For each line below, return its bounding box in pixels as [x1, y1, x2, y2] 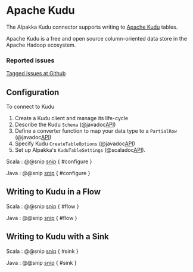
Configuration [6, 87, 60, 97]
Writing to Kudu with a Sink [6, 231, 109, 242]
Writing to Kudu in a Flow [6, 187, 101, 197]
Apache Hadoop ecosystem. [6, 41, 76, 48]
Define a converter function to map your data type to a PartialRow [14, 127, 177, 135]
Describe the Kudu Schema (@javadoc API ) [14, 121, 116, 129]
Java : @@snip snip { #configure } [6, 170, 91, 177]
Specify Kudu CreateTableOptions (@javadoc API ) [14, 140, 136, 147]
